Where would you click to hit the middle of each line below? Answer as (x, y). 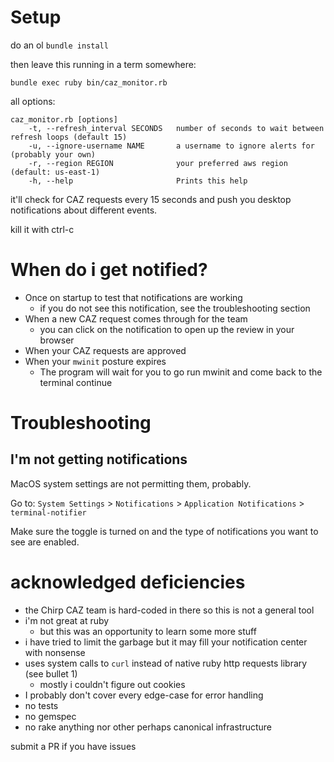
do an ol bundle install (59, 45)
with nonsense (55, 652)
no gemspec (50, 716)
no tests (41, 705)
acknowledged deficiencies (128, 582)
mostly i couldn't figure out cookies (112, 684)
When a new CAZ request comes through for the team (136, 318)
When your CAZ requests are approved (105, 350)
